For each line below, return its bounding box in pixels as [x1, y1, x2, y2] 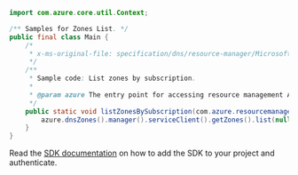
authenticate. [9, 157, 58, 168]
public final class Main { [9, 32, 109, 42]
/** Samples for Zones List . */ [9, 24, 129, 33]
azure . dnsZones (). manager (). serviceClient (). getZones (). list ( [41, 115, 276, 124]
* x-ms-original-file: [28, 49, 114, 58]
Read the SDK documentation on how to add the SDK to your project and [9, 147, 275, 159]
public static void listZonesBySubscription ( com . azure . [25, 107, 237, 115]
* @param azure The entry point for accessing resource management [28, 90, 284, 99]
